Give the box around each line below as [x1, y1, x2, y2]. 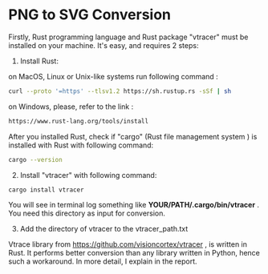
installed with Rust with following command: [8, 140, 154, 150]
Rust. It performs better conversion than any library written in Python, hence [8, 248, 261, 258]
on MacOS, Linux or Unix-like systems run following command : [8, 71, 218, 81]
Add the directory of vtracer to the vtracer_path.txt [19, 224, 189, 234]
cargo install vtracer [8, 186, 84, 194]
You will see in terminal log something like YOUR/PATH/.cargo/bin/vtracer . [8, 200, 259, 210]
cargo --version [8, 155, 63, 163]
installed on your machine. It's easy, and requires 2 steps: [8, 40, 199, 50]
